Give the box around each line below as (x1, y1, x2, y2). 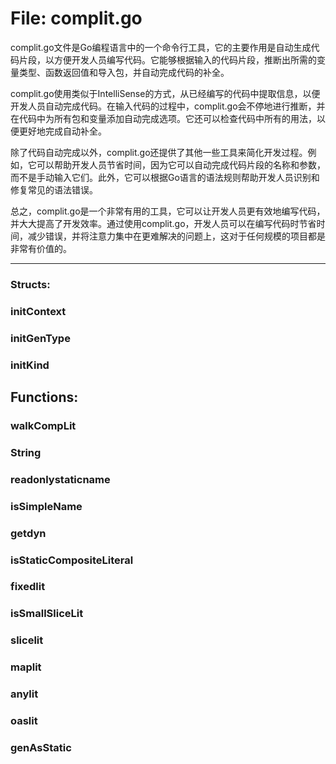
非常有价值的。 (10, 242, 72, 254)
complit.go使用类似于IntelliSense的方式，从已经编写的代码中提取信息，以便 (10, 87, 321, 99)
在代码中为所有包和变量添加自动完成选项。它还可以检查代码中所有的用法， (10, 112, 317, 124)
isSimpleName (10, 499, 83, 513)
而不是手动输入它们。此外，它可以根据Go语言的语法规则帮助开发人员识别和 (10, 171, 320, 183)
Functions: (10, 389, 79, 406)
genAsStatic (10, 741, 72, 754)
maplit (10, 660, 42, 674)
